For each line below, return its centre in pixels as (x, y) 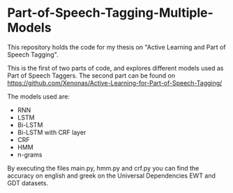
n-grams (30, 155)
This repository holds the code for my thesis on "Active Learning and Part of (116, 47)
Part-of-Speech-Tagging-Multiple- (111, 13)
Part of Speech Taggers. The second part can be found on (91, 76)
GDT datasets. (28, 183)
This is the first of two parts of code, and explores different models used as (115, 68)
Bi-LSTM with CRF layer (52, 132)
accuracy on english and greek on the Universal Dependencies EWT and (112, 176)
